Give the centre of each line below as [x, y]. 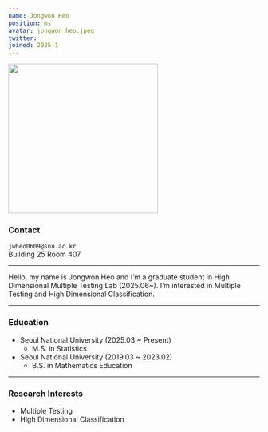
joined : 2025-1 [33, 46]
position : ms [30, 23]
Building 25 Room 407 [45, 254]
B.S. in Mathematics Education [82, 365]
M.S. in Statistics [59, 348]
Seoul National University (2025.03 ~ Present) [95, 339]
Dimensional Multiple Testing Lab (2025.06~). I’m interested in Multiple [124, 286]
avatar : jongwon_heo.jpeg [51, 30]
